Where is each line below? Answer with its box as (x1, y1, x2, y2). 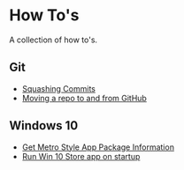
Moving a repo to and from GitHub (21, 92, 148, 103)
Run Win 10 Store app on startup (21, 151, 141, 161)
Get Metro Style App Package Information (21, 142, 175, 152)
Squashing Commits (21, 83, 96, 93)
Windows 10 (9, 118, 79, 133)
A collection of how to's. (9, 34, 98, 45)
